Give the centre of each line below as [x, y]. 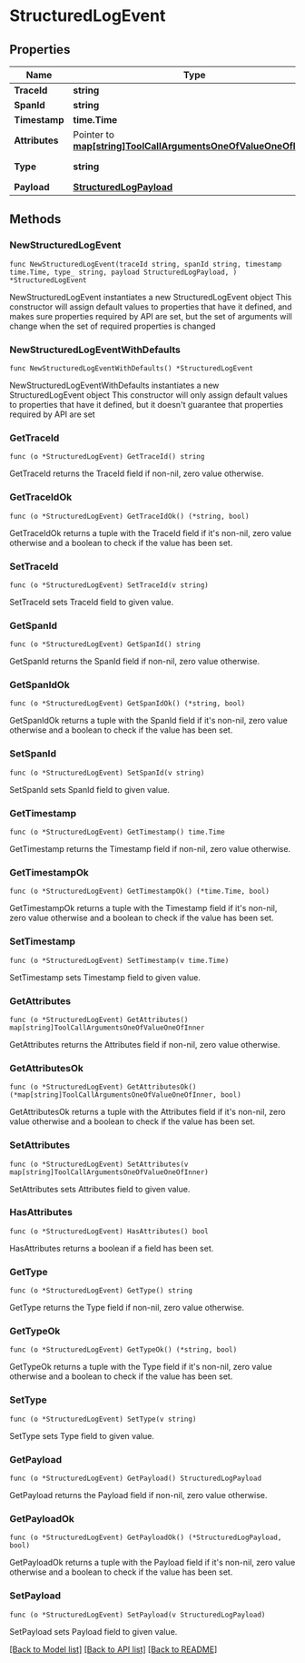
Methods [35, 219]
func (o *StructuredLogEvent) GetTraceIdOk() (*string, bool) [129, 516]
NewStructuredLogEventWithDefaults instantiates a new [114, 385]
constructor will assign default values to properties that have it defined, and [151, 307]
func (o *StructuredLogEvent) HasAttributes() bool [109, 1231]
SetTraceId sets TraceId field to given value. [92, 602]
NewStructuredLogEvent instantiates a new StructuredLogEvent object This [151, 297]
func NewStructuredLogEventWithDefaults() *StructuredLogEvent [132, 368]
